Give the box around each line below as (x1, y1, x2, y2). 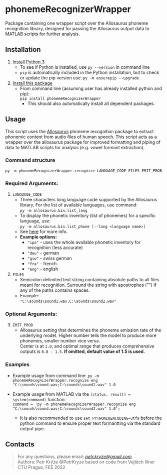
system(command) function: (12, 396, 66, 402)
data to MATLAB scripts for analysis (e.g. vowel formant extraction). (5, 144, 145, 150)
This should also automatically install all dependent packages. (27, 100, 155, 106)
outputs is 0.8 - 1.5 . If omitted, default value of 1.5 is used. (19, 348, 145, 354)
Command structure (5, 157, 55, 164)
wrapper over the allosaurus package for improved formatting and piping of (5, 139, 161, 145)
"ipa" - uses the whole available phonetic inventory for (27, 240, 141, 246)
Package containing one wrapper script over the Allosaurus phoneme (5, 20, 148, 26)
